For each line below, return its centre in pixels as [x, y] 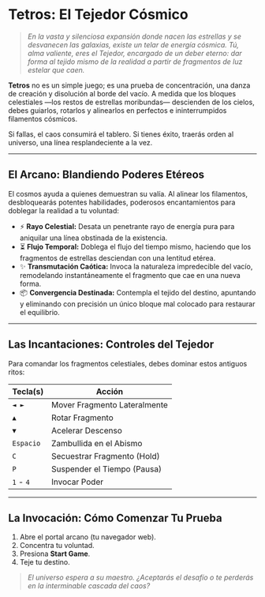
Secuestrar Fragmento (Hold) [105, 456]
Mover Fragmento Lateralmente [109, 404]
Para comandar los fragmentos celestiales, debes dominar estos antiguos [128, 363]
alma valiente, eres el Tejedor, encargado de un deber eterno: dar [134, 53]
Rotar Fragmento [82, 418]
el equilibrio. [40, 312]
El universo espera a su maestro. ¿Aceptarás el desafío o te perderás [140, 577]
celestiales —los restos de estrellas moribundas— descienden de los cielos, [131, 102]
